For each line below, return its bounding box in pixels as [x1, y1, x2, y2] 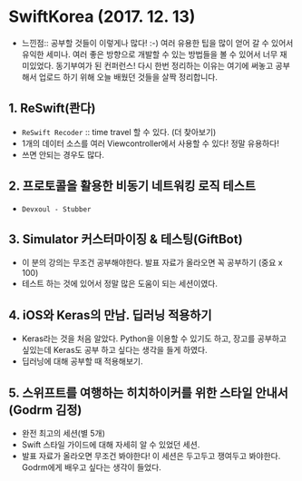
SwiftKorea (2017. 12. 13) [8, 6, 196, 27]
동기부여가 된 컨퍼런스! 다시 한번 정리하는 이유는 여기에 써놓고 [55, 60, 274, 71]
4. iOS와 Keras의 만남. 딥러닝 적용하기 [8, 307, 212, 323]
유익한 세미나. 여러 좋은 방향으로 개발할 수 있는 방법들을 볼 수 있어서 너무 [21, 48, 278, 60]
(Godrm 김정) [8, 402, 83, 417]
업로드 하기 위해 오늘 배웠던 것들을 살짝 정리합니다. [38, 71, 219, 83]
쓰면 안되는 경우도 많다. [21, 149, 105, 160]
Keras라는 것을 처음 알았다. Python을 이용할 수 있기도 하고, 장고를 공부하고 [21, 333, 287, 344]
